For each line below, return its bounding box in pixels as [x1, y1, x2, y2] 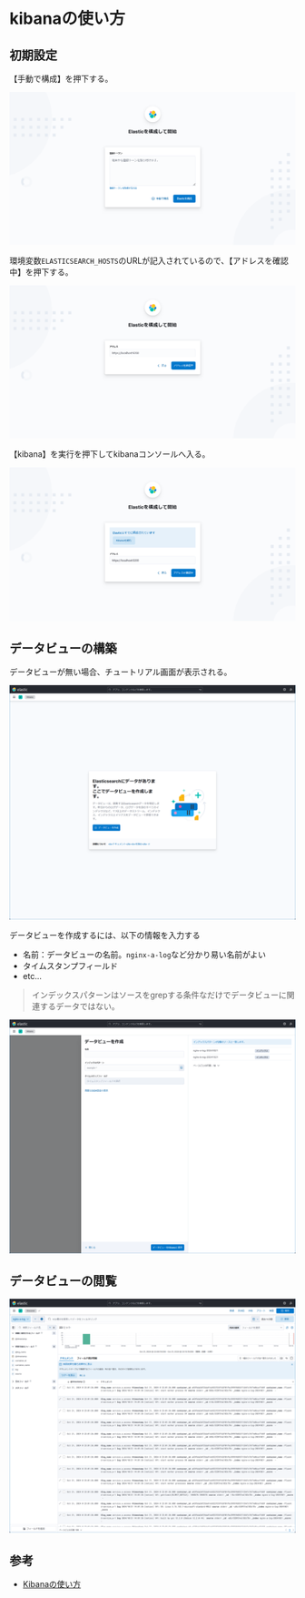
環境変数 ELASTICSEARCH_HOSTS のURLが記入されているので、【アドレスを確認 [9, 256, 289, 267]
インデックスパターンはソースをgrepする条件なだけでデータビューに [31, 989, 288, 1000]
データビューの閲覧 [9, 1273, 117, 1289]
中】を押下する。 [9, 267, 74, 278]
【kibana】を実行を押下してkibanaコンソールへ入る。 [9, 449, 211, 460]
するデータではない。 [39, 1000, 120, 1011]
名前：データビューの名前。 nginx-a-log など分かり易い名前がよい [22, 948, 266, 960]
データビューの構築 [9, 641, 117, 656]
